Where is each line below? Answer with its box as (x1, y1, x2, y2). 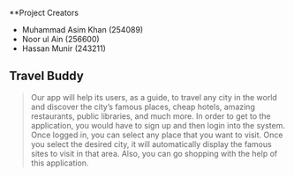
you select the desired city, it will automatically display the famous (30, 138, 272, 149)
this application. (30, 158, 89, 168)
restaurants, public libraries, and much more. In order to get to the (30, 110, 271, 122)
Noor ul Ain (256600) (21, 34, 100, 44)
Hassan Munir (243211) (21, 43, 106, 54)
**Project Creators (9, 8, 79, 18)
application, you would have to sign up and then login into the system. (30, 120, 285, 130)
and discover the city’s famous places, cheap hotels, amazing (30, 101, 256, 112)
